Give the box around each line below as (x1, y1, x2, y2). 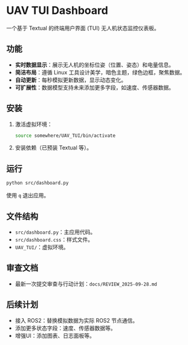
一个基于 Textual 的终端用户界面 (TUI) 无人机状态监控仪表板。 (6, 24, 160, 31)
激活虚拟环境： (15, 120, 53, 128)
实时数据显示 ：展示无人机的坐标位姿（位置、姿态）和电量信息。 (15, 61, 174, 68)
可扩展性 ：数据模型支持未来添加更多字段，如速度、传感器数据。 (15, 84, 174, 91)
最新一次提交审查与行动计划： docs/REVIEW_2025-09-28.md (15, 280, 157, 287)
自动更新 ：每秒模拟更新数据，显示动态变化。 (15, 76, 127, 84)
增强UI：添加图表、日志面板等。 (15, 332, 95, 339)
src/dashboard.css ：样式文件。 (15, 235, 94, 243)
